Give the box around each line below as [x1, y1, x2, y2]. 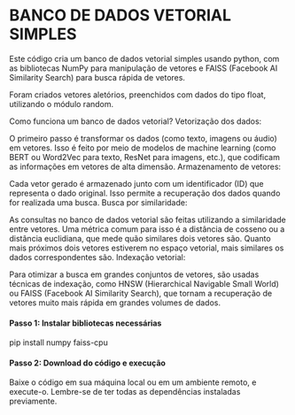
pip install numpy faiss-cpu [9, 337, 108, 348]
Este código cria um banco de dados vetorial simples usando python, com [9, 53, 280, 64]
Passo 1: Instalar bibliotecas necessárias [9, 318, 162, 328]
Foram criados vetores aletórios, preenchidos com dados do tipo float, [9, 89, 267, 100]
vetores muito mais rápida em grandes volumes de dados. [9, 297, 221, 308]
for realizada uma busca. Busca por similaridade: [9, 196, 188, 208]
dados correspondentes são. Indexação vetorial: [9, 251, 186, 262]
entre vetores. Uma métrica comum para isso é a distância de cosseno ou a [9, 223, 285, 234]
